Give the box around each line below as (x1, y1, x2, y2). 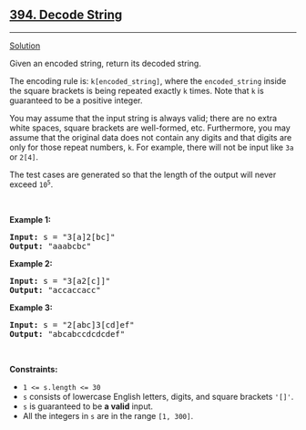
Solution (9, 40, 41, 51)
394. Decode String (9, 7, 123, 23)
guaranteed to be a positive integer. (9, 95, 143, 106)
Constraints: (9, 363, 58, 374)
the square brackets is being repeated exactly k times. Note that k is (9, 85, 264, 96)
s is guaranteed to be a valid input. (22, 401, 153, 412)
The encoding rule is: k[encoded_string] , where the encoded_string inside (9, 75, 287, 86)
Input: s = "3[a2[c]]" (9, 276, 111, 286)
